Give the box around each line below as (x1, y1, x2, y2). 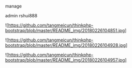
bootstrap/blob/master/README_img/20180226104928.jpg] (5, 42, 128, 48)
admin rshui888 (5, 13, 37, 18)
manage (5, 3, 22, 9)
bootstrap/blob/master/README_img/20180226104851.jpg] (5, 28, 127, 33)
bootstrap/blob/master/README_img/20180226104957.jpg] (5, 57, 127, 63)
